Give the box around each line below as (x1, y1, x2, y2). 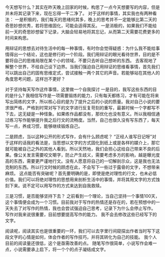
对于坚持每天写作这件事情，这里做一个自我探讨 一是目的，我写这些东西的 (5, 86, 153, 92)
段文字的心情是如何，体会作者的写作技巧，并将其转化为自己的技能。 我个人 (5, 234, 157, 240)
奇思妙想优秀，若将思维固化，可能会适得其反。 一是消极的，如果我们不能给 (5, 23, 157, 28)
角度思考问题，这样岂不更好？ (5, 76, 65, 82)
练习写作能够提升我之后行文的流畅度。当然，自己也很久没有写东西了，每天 (9, 117, 160, 123)
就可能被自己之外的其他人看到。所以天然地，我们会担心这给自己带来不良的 (5, 146, 156, 152)
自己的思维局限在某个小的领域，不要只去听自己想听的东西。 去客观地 (13, 58, 153, 63)
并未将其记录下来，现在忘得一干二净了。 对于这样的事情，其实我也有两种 (5, 10, 153, 16)
